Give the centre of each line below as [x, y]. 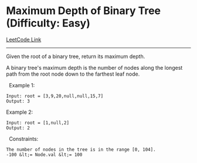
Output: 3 [18, 101]
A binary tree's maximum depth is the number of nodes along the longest [94, 67]
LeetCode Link [24, 39]
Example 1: [22, 85]
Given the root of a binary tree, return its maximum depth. [76, 56]
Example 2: [20, 112]
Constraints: [23, 138]
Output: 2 [18, 128]
